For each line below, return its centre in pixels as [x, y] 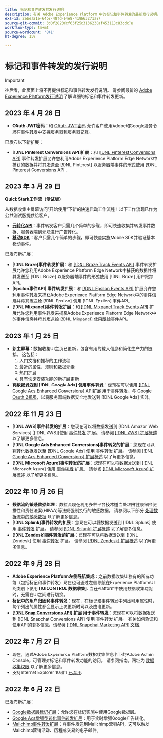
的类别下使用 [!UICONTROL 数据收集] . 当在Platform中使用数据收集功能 [82, 588]
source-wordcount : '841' [30, 32]
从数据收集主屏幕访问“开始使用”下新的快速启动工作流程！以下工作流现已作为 [81, 209]
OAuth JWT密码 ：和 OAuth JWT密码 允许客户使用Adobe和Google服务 [82, 126]
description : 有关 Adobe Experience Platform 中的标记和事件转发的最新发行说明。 [83, 14]
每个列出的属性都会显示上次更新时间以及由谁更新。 [63, 606]
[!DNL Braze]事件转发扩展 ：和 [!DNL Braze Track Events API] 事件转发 [82, 265]
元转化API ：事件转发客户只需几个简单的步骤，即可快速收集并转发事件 [81, 226]
